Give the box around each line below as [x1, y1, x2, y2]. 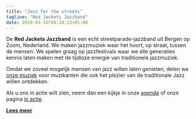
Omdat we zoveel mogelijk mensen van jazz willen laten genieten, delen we [6, 66, 189, 73]
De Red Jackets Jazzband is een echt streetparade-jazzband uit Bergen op [6, 36, 190, 43]
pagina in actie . [6, 96, 44, 103]
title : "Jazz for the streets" [6, 8, 83, 15]
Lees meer [6, 107, 32, 114]
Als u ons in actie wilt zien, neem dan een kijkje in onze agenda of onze [6, 89, 180, 97]
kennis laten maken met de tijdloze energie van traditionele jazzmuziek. [6, 54, 180, 62]
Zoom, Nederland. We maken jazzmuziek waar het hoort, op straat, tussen [6, 42, 187, 49]
